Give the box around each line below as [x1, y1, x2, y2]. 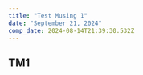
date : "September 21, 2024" [8, 19, 103, 27]
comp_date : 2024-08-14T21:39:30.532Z [8, 26, 135, 34]
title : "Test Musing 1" [8, 11, 88, 20]
